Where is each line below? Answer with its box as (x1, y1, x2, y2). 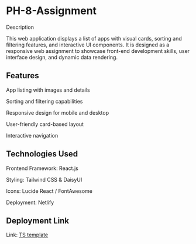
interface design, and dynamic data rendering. (6, 54, 118, 61)
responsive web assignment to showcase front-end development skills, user (6, 47, 190, 54)
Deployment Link (6, 216, 69, 226)
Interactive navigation (6, 132, 59, 139)
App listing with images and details (6, 86, 90, 93)
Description (6, 24, 34, 31)
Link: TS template (6, 231, 49, 239)
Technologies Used (6, 149, 78, 159)
